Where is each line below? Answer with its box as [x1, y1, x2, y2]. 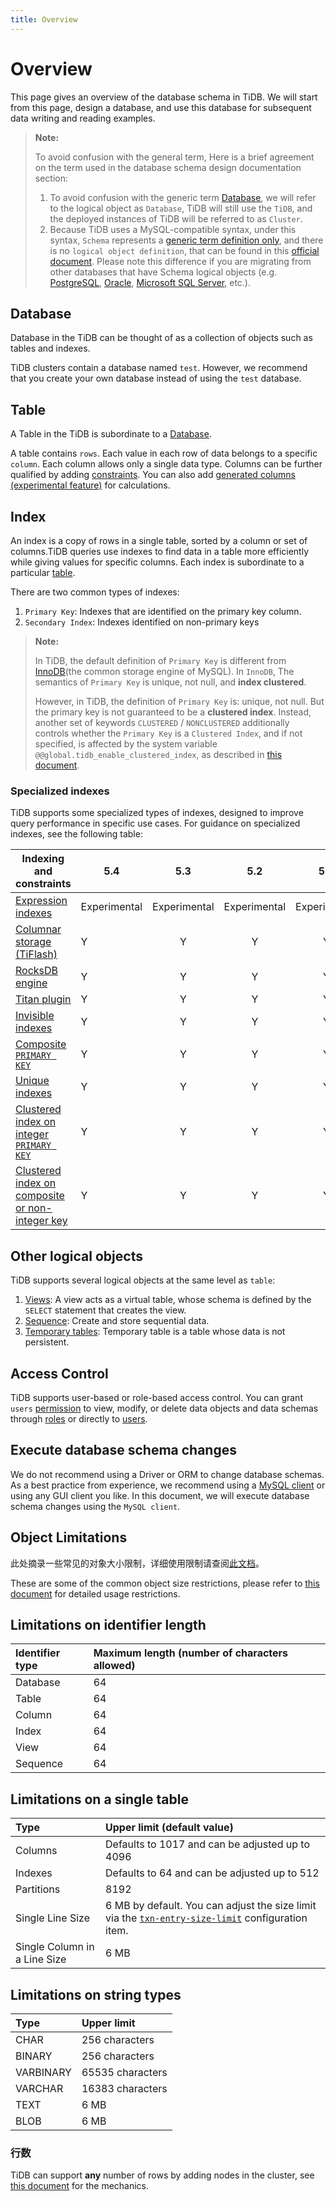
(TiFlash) [15, 947, 58, 961]
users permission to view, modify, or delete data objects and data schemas [10, 1402, 319, 1414]
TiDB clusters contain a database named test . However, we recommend [10, 362, 308, 374]
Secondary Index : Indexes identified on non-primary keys [24, 616, 260, 628]
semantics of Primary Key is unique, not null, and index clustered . [34, 676, 307, 688]
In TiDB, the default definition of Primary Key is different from [34, 655, 287, 666]
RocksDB [15, 964, 59, 978]
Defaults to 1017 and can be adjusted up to [105, 1837, 310, 1851]
